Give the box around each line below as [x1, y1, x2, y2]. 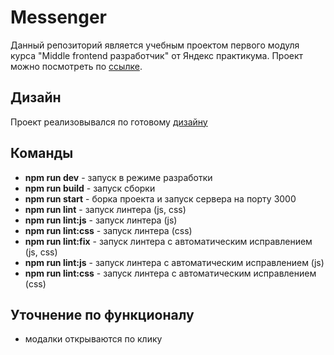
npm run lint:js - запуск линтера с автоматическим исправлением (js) [24, 256, 325, 268]
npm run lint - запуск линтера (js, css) [24, 203, 187, 215]
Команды [10, 145, 74, 162]
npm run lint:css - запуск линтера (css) [24, 224, 193, 236]
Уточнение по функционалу [10, 306, 195, 323]
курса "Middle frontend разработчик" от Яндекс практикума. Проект [10, 49, 304, 61]
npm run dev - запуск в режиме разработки [24, 171, 213, 183]
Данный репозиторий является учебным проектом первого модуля [10, 39, 300, 51]
